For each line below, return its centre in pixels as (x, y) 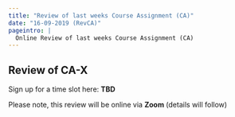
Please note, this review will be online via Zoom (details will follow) (118, 105)
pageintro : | (30, 30)
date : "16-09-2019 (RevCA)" (55, 23)
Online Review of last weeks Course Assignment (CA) (105, 38)
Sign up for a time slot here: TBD (62, 89)
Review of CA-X (48, 70)
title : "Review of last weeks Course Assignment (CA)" (101, 16)
